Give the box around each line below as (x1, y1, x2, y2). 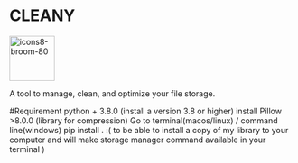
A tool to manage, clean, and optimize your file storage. (9, 87, 216, 99)
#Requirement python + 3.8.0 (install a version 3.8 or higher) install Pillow (9, 105, 283, 116)
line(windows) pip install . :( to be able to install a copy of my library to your (9, 124, 289, 135)
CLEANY (9, 5, 76, 26)
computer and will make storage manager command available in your (9, 134, 266, 145)
